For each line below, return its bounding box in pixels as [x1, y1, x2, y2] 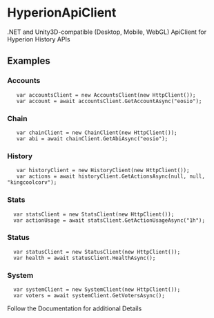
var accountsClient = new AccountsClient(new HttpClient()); [16, 91, 196, 98]
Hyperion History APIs [7, 35, 70, 43]
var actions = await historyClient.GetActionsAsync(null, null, [16, 173, 206, 180]
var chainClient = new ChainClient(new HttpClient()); [16, 129, 177, 136]
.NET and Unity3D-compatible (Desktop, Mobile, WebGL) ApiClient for [7, 28, 207, 36]
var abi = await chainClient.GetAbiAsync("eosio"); [16, 135, 168, 142]
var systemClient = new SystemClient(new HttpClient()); [13, 286, 181, 293]
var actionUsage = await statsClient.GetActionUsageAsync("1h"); [13, 216, 206, 224]
